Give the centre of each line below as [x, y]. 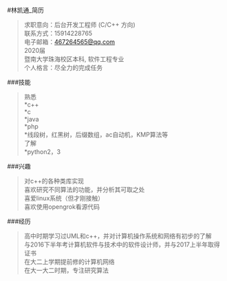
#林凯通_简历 [26, 10]
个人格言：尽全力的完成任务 [63, 68]
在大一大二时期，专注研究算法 [66, 270]
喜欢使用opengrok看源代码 [62, 207]
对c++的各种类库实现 [54, 181]
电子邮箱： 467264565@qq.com [69, 42]
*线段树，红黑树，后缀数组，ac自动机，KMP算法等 [96, 135]
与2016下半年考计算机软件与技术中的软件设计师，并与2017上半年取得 [122, 245]
